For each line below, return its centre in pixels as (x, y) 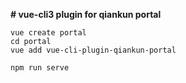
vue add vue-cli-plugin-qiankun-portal (93, 50)
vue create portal (48, 33)
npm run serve (40, 68)
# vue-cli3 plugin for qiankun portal (86, 14)
